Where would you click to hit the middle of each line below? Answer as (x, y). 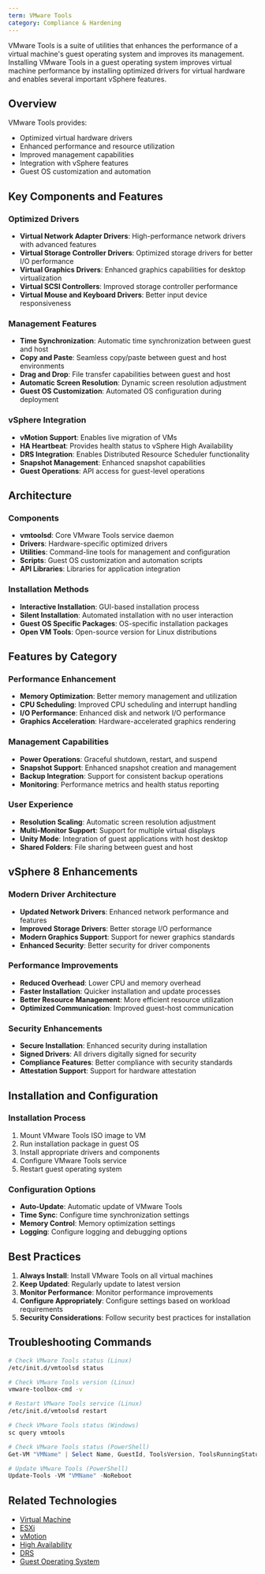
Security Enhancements (55, 1028)
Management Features (52, 323)
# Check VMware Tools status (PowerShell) (79, 1447)
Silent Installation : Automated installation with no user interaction (126, 615)
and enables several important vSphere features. (88, 79)
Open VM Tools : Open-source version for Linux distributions (118, 632)
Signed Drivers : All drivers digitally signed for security (108, 1054)
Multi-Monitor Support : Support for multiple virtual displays (117, 830)
